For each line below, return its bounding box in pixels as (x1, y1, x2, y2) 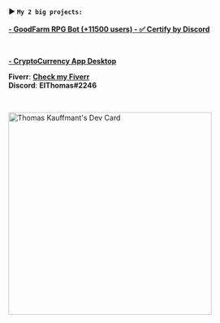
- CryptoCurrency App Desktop (8, 57, 117, 66)
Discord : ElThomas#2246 (8, 81, 97, 91)
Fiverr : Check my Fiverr (8, 72, 90, 82)
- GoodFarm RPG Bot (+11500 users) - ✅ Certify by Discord (8, 24, 210, 34)
